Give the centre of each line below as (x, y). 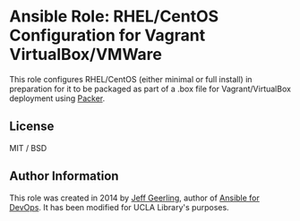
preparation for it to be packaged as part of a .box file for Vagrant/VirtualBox (150, 89)
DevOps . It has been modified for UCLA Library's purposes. (120, 207)
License (32, 127)
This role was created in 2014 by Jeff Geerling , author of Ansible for (134, 198)
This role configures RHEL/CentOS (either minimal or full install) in (131, 79)
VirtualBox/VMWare (86, 55)
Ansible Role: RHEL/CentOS (114, 17)
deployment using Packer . (57, 98)
